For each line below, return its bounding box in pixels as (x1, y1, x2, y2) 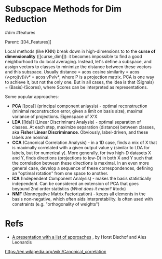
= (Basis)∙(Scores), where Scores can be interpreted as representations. (5, 84, 148, 90)
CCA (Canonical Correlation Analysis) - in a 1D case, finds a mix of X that (12, 139, 157, 145)
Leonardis (12, 239, 32, 245)
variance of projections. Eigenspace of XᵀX (12, 114, 98, 119)
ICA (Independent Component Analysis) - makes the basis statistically (12, 175, 151, 181)
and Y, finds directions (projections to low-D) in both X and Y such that (12, 155, 153, 160)
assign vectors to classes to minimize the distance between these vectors (5, 64, 152, 70)
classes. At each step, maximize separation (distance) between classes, (12, 124, 155, 130)
